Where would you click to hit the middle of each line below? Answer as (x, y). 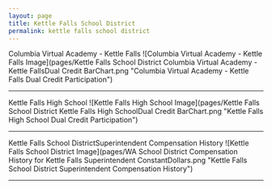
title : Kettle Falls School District (72, 23)
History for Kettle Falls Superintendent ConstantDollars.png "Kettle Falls (128, 160)
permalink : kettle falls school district (79, 31)
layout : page (30, 16)
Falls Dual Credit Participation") (61, 80)
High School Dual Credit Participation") (73, 120)
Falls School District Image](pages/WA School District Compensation (123, 152)
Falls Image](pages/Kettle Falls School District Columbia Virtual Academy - (133, 62)
